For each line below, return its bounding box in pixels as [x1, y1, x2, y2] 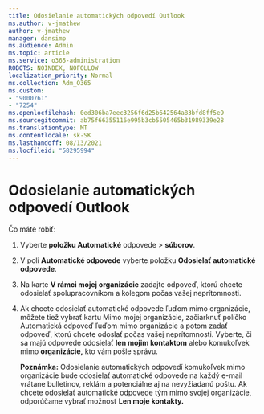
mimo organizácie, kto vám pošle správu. [19, 346, 158, 356]
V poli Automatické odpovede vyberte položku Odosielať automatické [19, 256, 256, 265]
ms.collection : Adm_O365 [8, 79, 91, 87]
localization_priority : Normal [8, 72, 113, 80]
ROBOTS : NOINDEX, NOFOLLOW [8, 64, 99, 72]
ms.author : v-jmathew [8, 19, 81, 27]
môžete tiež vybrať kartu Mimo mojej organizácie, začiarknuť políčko [19, 313, 247, 322]
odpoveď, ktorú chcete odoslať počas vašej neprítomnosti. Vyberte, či [19, 330, 252, 339]
